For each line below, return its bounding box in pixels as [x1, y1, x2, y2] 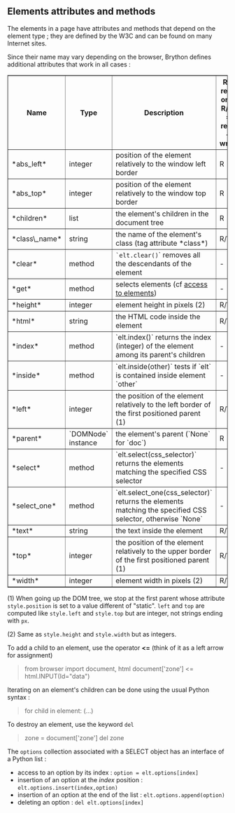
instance [69, 438, 98, 447]
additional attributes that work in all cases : [7, 60, 131, 69]
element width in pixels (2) [115, 576, 203, 585]
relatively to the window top [115, 188, 206, 198]
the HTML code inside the [115, 312, 201, 321]
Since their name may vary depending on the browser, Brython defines [7, 53, 212, 61]
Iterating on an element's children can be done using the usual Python [7, 686, 210, 694]
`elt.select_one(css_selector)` [115, 487, 213, 497]
